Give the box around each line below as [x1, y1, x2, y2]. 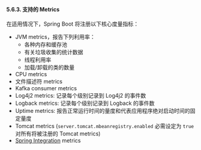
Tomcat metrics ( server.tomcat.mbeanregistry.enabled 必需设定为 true [15, 123, 194, 130]
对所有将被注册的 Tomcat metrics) [15, 130, 101, 137]
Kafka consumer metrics [15, 85, 77, 92]
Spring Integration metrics [15, 137, 81, 145]
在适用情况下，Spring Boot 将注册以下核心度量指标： [6, 20, 139, 27]
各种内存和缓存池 [24, 41, 68, 48]
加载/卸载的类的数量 [24, 64, 75, 71]
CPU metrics [15, 71, 48, 78]
